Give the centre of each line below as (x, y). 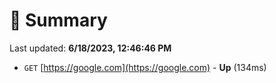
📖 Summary (58, 20)
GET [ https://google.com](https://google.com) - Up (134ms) (145, 67)
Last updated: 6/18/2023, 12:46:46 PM (90, 48)
